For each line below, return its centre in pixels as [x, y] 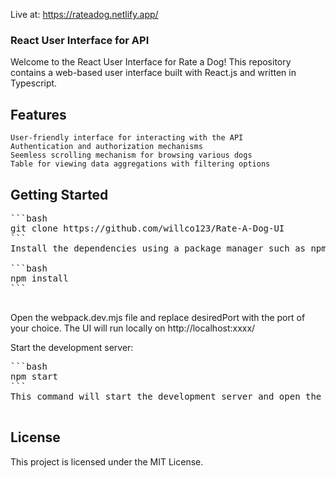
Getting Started [59, 194]
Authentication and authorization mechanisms [106, 147]
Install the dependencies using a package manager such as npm [168, 248]
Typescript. [34, 83]
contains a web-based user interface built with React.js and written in [153, 73]
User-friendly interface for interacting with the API [127, 138]
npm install [39, 278]
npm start [34, 376]
